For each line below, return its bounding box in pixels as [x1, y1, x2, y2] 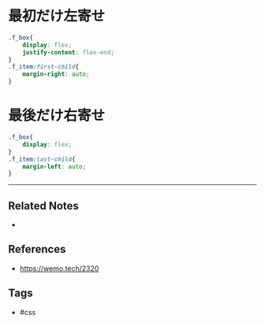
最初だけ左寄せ [8, 7, 106, 25]
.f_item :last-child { [8, 155, 77, 163]
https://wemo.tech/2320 [19, 263, 99, 273]
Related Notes [8, 199, 79, 213]
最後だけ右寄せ [8, 107, 106, 124]
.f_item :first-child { [8, 63, 80, 71]
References [8, 243, 66, 256]
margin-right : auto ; [22, 70, 90, 79]
